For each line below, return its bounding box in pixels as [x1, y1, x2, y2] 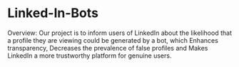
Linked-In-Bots [7, 5, 98, 21]
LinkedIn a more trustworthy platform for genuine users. [7, 51, 172, 60]
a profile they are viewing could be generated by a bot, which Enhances [7, 36, 219, 44]
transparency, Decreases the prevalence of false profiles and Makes [7, 43, 208, 52]
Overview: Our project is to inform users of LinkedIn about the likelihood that [7, 29, 232, 37]
